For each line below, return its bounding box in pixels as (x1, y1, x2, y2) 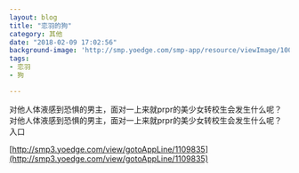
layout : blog (9, 12, 58, 22)
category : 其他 (9, 29, 63, 38)
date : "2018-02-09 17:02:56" (9, 37, 117, 47)
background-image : (9, 46, 77, 55)
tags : (9, 54, 29, 63)
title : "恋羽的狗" (9, 21, 73, 30)
